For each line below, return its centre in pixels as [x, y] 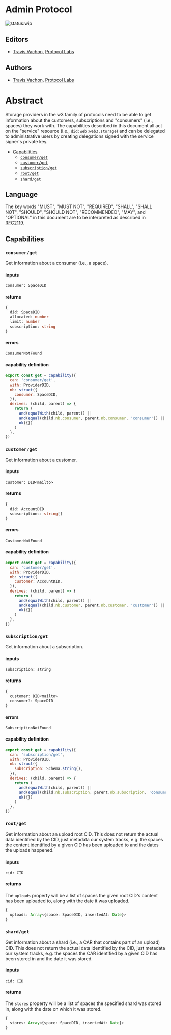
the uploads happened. [30, 850]
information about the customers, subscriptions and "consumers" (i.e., [79, 120]
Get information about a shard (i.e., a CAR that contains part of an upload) [83, 942]
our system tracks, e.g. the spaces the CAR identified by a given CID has [81, 953]
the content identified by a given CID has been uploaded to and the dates [82, 845]
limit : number [25, 322]
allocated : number [30, 317]
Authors [19, 68]
